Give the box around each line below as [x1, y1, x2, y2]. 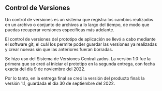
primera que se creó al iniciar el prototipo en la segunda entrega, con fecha [5, 61, 155, 66]
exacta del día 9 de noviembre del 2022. [5, 66, 86, 72]
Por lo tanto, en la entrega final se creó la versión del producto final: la [5, 75, 145, 81]
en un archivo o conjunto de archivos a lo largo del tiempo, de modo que [5, 22, 149, 27]
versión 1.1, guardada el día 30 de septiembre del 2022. [5, 80, 115, 86]
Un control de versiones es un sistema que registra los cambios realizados [5, 16, 154, 22]
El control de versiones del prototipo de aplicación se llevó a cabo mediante [5, 36, 156, 42]
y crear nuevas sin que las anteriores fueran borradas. [5, 46, 114, 52]
